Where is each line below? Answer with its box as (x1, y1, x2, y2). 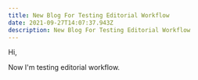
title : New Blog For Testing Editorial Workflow (8, 11, 170, 20)
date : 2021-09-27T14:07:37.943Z (8, 19, 113, 27)
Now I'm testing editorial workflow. (8, 63, 120, 72)
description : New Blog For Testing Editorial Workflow (8, 26, 191, 34)
